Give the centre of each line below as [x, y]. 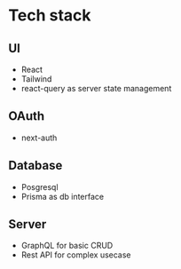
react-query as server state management [96, 88]
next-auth [39, 138]
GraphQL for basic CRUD [67, 246]
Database [35, 166]
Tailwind [36, 79]
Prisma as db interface [62, 196]
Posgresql [39, 186]
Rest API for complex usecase [76, 255]
